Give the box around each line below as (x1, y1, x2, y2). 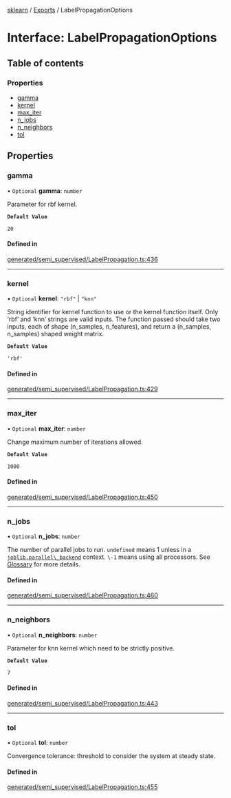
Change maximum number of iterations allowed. (7, 438, 143, 446)
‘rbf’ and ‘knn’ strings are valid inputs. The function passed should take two (7, 315, 221, 323)
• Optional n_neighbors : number (7, 631, 98, 639)
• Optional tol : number (7, 739, 69, 747)
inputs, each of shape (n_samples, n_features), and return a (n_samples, (7, 323, 212, 331)
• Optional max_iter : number (7, 424, 86, 433)
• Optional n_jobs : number (7, 532, 80, 540)
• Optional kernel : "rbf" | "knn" (7, 294, 97, 303)
